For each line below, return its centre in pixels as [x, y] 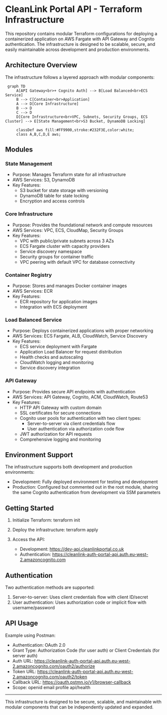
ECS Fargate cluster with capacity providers [65, 246]
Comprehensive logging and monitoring [60, 439]
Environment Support [39, 455]
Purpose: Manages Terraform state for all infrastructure [69, 175]
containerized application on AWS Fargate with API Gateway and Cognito [80, 39]
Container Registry [29, 275]
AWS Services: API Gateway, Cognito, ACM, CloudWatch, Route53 [80, 397]
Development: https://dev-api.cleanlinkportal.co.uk [72, 549]
